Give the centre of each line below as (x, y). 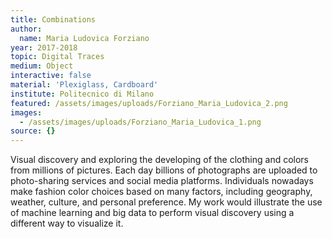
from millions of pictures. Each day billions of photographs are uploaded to (164, 170)
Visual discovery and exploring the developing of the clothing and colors (160, 160)
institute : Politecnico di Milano (82, 94)
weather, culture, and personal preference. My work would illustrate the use (166, 202)
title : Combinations (53, 19)
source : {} (33, 131)
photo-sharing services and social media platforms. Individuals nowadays (162, 181)
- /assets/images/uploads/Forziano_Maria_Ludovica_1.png (140, 122)
